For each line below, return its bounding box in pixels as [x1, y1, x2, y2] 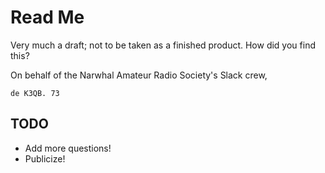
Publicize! [24, 152, 66, 165]
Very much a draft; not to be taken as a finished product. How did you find [10, 39, 316, 51]
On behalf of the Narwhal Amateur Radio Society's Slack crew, [10, 69, 268, 81]
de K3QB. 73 [10, 88, 60, 98]
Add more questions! [24, 142, 112, 154]
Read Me [10, 6, 85, 29]
